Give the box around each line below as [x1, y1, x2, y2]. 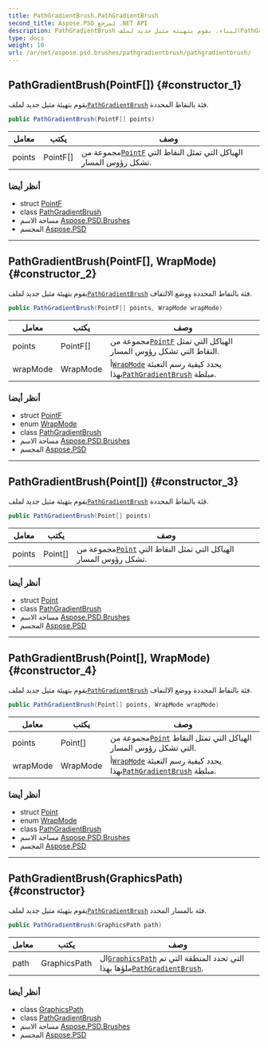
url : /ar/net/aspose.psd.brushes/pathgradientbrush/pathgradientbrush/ [8, 49, 251, 57]
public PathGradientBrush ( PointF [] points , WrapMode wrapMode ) [8, 304, 223, 312]
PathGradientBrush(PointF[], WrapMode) [8, 255, 217, 269]
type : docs [8, 34, 45, 42]
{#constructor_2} [8, 267, 97, 281]
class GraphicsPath [19, 1004, 84, 1014]
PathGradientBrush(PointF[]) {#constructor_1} [8, 78, 242, 92]
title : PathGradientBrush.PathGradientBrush [8, 11, 159, 20]
